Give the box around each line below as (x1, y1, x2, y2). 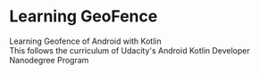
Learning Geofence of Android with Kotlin (9, 36, 163, 46)
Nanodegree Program (9, 54, 89, 65)
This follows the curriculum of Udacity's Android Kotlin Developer (9, 45, 250, 55)
